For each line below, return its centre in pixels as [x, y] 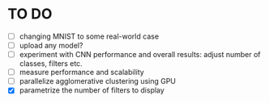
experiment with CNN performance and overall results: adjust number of [140, 55]
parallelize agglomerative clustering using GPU [97, 81]
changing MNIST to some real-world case [89, 36]
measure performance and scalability [82, 72]
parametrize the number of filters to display [92, 90]
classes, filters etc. [51, 64]
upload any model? [51, 45]
